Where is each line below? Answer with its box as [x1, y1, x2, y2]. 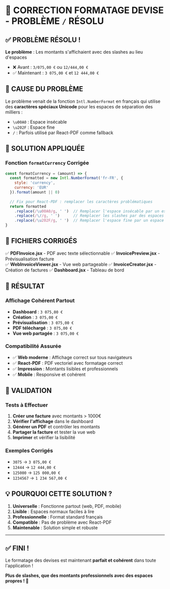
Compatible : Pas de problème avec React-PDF [12, 519, 112, 525]
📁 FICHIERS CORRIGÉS [5, 237, 77, 245]
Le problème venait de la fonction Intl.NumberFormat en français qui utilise [5, 98, 161, 104]
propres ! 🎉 [5, 578, 29, 584]
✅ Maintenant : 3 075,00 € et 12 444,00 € [12, 70, 100, 75]
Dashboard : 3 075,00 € [12, 308, 63, 315]
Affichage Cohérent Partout [5, 297, 75, 304]
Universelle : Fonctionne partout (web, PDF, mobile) [12, 503, 121, 509]
